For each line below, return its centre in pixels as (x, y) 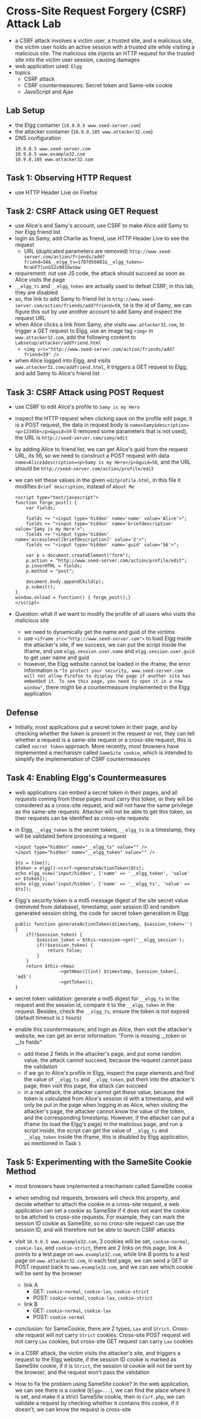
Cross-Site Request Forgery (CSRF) (96, 11)
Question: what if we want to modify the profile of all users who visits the (105, 614)
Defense (22, 713)
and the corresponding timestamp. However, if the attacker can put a (109, 1118)
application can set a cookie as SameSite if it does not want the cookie (102, 1210)
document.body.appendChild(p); (65, 582)
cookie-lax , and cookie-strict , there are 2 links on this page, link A (98, 1248)
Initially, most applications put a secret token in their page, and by (96, 727)
